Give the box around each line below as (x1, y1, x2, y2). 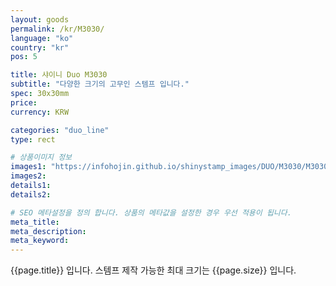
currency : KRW (10, 107, 70, 117)
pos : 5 (10, 52, 38, 62)
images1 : (10, 162, 47, 172)
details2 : (10, 189, 52, 200)
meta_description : (10, 226, 87, 236)
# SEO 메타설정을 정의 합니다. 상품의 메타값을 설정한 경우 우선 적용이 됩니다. (10, 207, 292, 218)
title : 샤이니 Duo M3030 (10, 70, 108, 80)
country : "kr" (10, 42, 70, 53)
